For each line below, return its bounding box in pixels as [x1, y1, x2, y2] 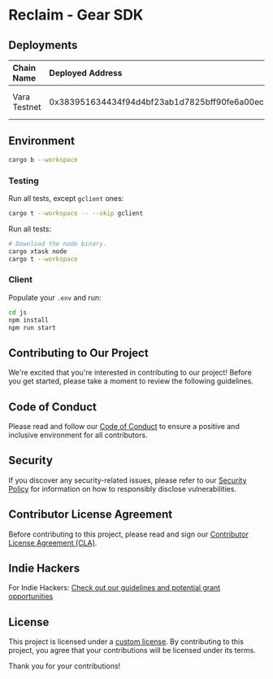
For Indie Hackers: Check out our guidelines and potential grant [8, 583, 221, 593]
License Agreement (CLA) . [8, 537, 97, 547]
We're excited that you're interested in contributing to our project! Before [8, 368, 252, 378]
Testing [8, 175, 39, 186]
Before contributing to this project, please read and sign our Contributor [8, 529, 249, 539]
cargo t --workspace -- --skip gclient [8, 209, 144, 217]
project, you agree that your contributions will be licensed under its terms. [8, 646, 256, 655]
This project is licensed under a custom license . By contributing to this [8, 637, 244, 646]
